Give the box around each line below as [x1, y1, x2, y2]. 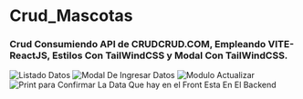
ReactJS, [9, 49, 50, 62]
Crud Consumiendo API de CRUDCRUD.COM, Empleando [9, 38, 266, 51]
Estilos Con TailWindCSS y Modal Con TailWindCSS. [51, 49, 288, 62]
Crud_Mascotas [9, 5, 133, 26]
